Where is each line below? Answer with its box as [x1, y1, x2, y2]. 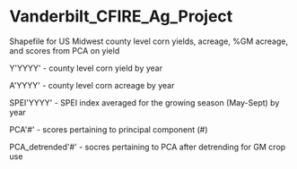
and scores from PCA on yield [9, 45, 120, 55]
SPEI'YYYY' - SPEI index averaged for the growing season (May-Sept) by [9, 97, 280, 108]
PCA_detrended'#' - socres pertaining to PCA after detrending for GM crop [9, 141, 286, 152]
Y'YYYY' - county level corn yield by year [9, 63, 163, 73]
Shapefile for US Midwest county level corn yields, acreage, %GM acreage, [9, 36, 289, 46]
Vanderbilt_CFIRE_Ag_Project [9, 6, 233, 27]
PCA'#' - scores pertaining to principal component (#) [9, 123, 208, 135]
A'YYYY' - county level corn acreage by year [9, 80, 175, 90]
